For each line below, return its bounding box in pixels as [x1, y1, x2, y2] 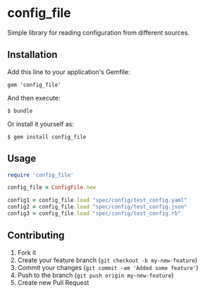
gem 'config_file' [7, 81, 61, 88]
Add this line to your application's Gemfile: [7, 67, 130, 76]
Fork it [17, 248, 37, 257]
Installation [7, 49, 58, 61]
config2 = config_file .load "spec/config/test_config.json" [7, 204, 188, 211]
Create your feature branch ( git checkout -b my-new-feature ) [17, 256, 198, 264]
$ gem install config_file [7, 133, 87, 141]
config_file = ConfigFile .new [7, 184, 97, 192]
